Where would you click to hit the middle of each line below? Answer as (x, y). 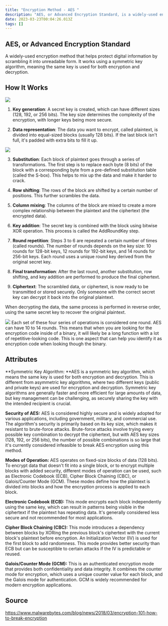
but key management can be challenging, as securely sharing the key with (82, 398)
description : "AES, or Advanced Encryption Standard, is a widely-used (81, 15)
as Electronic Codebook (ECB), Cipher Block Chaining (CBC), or (71, 476)
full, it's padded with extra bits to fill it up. (55, 140)
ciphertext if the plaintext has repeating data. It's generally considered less (82, 512)
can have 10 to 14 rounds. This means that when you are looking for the (79, 328)
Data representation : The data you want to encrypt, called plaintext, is (85, 129)
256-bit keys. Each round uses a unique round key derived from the (82, 256)
